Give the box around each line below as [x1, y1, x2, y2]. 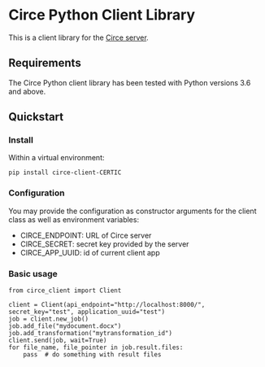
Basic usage [8, 268, 59, 279]
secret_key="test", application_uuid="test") [8, 308, 165, 317]
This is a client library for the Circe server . [8, 33, 149, 42]
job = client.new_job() [8, 315, 89, 323]
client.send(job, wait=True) [8, 336, 107, 345]
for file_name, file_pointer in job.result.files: [8, 343, 184, 352]
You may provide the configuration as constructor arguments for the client [8, 206, 257, 216]
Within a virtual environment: [8, 153, 105, 163]
